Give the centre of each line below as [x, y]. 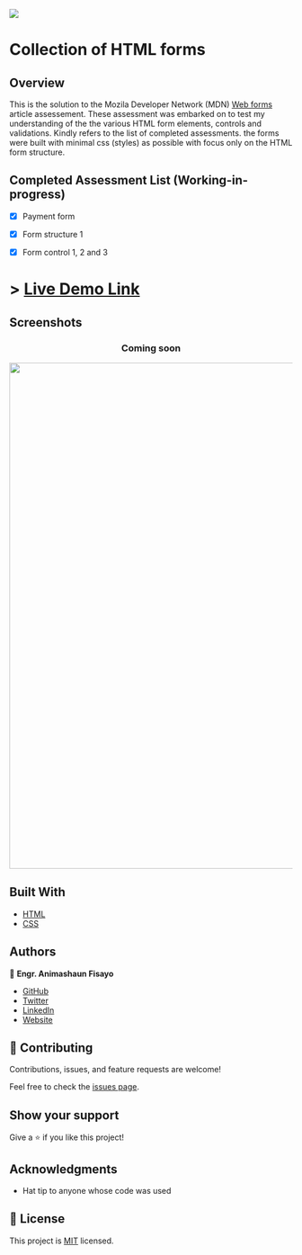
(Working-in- [211, 180]
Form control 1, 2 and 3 [65, 252]
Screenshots [46, 323]
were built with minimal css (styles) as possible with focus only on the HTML [151, 143]
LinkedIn [38, 1010]
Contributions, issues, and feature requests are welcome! [115, 1070]
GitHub [36, 991]
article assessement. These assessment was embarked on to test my [137, 114]
